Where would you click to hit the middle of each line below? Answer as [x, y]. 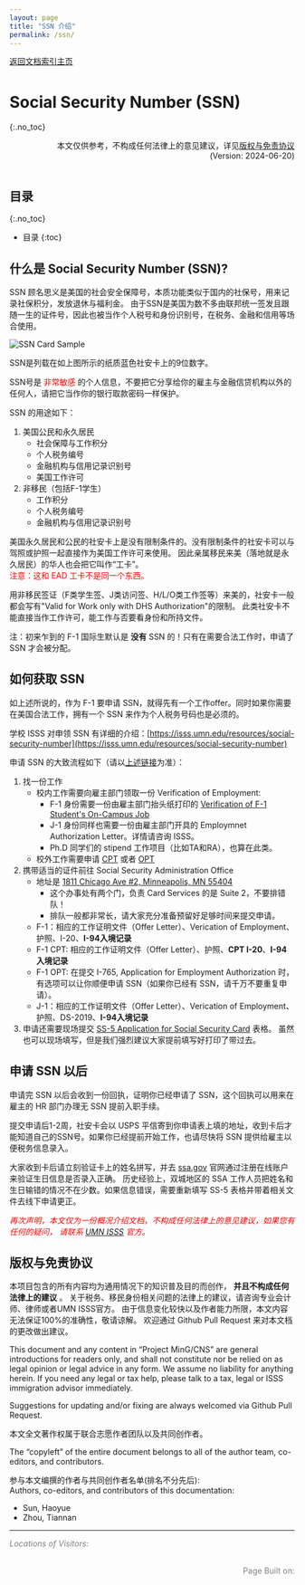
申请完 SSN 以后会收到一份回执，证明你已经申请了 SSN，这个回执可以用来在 [152, 1094]
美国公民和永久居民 [58, 432]
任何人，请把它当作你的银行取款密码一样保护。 [96, 393]
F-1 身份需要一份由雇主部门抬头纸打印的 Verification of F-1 [158, 804]
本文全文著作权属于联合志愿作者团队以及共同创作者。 [109, 1434]
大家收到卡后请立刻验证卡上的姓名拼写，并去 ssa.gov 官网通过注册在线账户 [149, 1167]
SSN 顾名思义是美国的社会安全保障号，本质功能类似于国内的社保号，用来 [146, 291]
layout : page [34, 18]
